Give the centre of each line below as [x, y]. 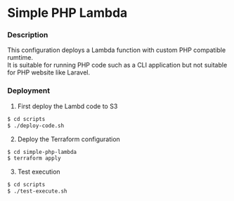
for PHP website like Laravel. [48, 72]
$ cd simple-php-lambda [42, 152]
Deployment [29, 91]
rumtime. [20, 58]
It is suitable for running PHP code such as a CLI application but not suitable [117, 65]
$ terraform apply [34, 158]
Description [28, 35]
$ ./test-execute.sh [38, 191]
